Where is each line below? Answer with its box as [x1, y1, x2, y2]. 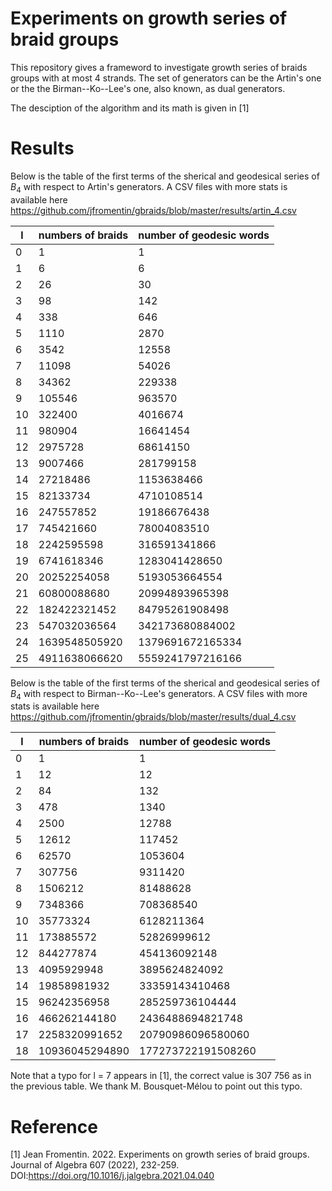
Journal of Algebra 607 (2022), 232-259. [10, 1159, 180, 1171]
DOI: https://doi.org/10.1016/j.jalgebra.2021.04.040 [10, 1170, 215, 1182]
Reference [10, 1115, 98, 1138]
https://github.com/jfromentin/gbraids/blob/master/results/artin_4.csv [10, 204, 297, 216]
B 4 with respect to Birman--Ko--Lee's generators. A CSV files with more [10, 687, 308, 702]
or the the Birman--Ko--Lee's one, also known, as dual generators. [10, 82, 286, 94]
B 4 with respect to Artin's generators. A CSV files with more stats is [10, 180, 288, 195]
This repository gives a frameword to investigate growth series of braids [10, 61, 308, 73]
